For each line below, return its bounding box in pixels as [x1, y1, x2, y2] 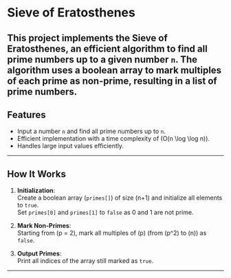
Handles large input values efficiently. [16, 142, 124, 150]
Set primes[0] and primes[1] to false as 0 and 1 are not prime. [16, 208, 194, 217]
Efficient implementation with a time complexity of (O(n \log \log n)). [16, 135, 210, 143]
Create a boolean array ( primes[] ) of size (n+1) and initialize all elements [16, 194, 223, 202]
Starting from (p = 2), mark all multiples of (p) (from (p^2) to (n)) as [16, 229, 207, 238]
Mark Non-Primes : [16, 222, 71, 230]
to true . [16, 201, 39, 209]
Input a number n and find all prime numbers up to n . [16, 127, 166, 135]
